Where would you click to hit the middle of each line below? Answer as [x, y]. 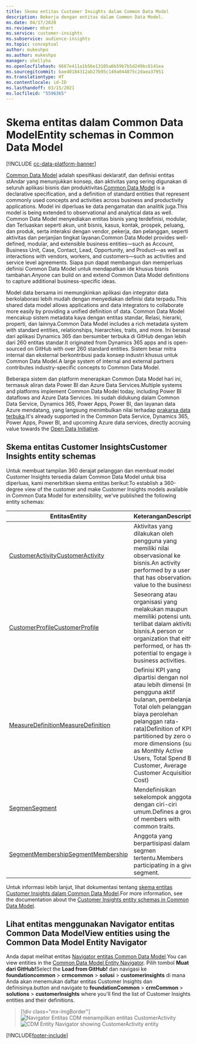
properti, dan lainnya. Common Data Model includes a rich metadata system [97, 324]
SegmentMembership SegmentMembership [68, 854]
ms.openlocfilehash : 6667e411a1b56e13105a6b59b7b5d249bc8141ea [85, 66]
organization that [157, 638]
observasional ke [157, 555]
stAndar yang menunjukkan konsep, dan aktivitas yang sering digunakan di [97, 181]
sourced [16, 348]
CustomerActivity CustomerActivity [57, 555]
